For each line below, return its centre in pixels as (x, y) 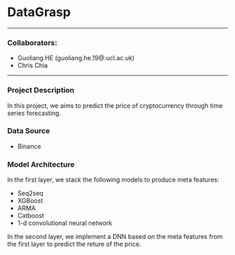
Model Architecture (41, 164)
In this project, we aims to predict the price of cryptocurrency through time (115, 105)
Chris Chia (33, 66)
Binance (29, 146)
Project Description (41, 90)
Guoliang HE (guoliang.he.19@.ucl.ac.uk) (76, 58)
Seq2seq (30, 193)
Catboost (30, 216)
